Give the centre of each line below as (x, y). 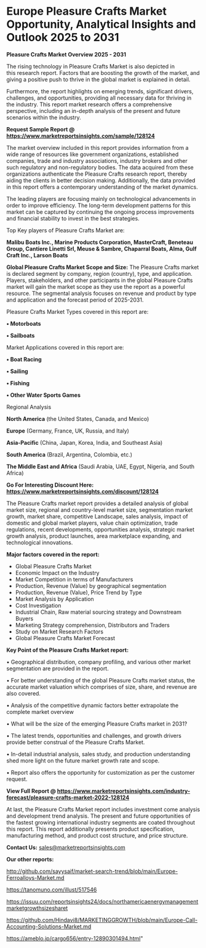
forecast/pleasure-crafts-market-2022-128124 (68, 797)
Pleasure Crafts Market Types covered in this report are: (77, 311)
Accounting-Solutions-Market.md (49, 926)
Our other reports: (30, 859)
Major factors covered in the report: (53, 554)
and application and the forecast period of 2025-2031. (75, 300)
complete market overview (40, 711)
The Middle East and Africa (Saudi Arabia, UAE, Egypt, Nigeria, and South (101, 466)
